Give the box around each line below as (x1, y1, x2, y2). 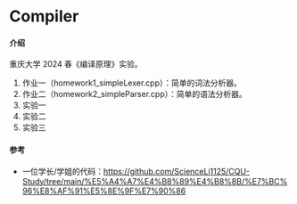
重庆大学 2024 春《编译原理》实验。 (9, 59, 143, 69)
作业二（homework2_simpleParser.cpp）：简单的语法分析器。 (21, 89, 247, 100)
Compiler (9, 6, 79, 27)
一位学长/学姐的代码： (21, 166, 104, 176)
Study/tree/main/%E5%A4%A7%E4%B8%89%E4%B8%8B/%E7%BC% (21, 175, 288, 186)
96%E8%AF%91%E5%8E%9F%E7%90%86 (21, 185, 186, 196)
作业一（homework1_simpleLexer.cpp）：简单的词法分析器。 (21, 78, 243, 88)
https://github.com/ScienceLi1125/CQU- (103, 166, 251, 176)
